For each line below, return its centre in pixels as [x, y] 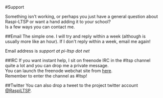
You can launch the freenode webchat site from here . [59, 71]
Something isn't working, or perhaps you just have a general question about [81, 16]
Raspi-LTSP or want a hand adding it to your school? [58, 22]
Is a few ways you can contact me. [40, 27]
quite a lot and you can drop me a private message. [57, 66]
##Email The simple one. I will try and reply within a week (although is [75, 36]
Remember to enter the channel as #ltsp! [46, 76]
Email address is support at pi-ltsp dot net [47, 51]
